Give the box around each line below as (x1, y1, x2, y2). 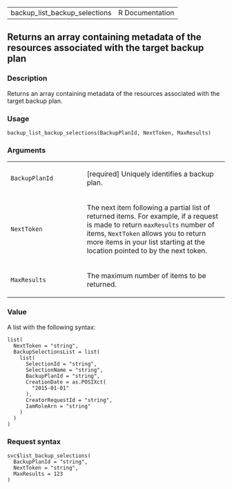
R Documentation (118, 8, 175, 17)
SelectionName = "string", (25, 366, 104, 373)
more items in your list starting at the (86, 237, 206, 247)
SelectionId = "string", (25, 360, 97, 368)
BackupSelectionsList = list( (13, 348, 100, 355)
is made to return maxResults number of (86, 220, 215, 230)
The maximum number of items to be (86, 271, 206, 281)
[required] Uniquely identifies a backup (86, 169, 214, 179)
